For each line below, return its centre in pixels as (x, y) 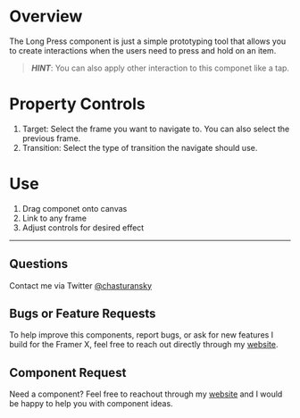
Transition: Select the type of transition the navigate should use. (140, 147)
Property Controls (77, 104)
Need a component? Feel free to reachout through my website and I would (146, 394)
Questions (39, 264)
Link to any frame (54, 218)
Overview (46, 17)
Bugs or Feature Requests (83, 314)
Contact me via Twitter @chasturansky (81, 285)
